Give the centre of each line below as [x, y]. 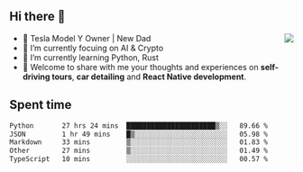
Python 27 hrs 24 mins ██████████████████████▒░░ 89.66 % [139, 126]
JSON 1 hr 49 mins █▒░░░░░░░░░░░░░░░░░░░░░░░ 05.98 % [139, 134]
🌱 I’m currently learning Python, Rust [91, 57]
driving [36, 77]
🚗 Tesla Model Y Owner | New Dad [87, 38]
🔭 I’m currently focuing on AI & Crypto [93, 48]
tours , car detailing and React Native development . [149, 77]
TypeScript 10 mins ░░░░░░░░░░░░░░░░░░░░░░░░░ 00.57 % [139, 159]
